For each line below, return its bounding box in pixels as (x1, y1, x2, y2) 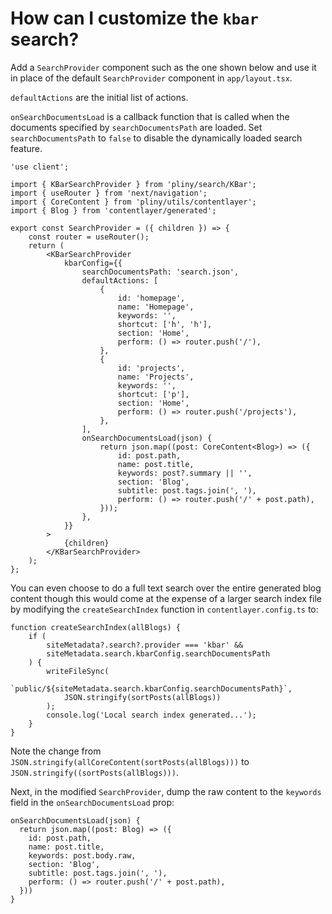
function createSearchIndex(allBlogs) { (10, 622, 182, 632)
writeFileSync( (46, 666, 110, 676)
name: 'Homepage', (117, 302, 195, 312)
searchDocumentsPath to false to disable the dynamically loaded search (10, 132, 303, 144)
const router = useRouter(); (28, 232, 150, 242)
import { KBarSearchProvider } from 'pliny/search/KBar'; (10, 179, 257, 189)
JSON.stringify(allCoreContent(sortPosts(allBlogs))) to (10, 755, 250, 767)
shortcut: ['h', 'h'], (117, 319, 213, 329)
